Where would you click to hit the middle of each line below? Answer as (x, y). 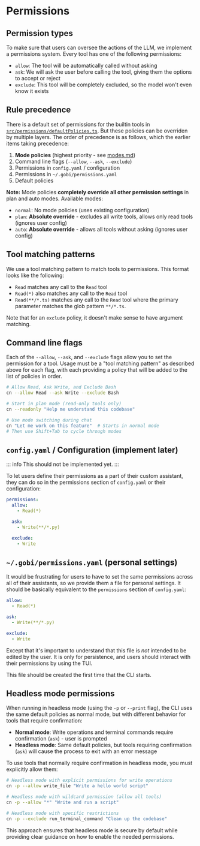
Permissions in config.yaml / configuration (67, 168)
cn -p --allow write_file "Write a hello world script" (77, 786)
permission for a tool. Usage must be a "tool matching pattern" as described (100, 363)
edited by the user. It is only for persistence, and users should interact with (99, 657)
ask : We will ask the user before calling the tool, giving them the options (103, 72)
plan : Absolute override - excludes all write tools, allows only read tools (104, 216)
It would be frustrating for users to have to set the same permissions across (100, 577)
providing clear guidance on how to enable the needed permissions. (90, 836)
